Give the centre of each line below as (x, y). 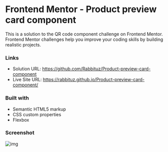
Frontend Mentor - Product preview (81, 9)
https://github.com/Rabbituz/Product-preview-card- (96, 69)
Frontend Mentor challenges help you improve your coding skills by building (84, 39)
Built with (17, 98)
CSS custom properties (37, 114)
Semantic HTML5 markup (39, 109)
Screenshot (20, 133)
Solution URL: (27, 69)
